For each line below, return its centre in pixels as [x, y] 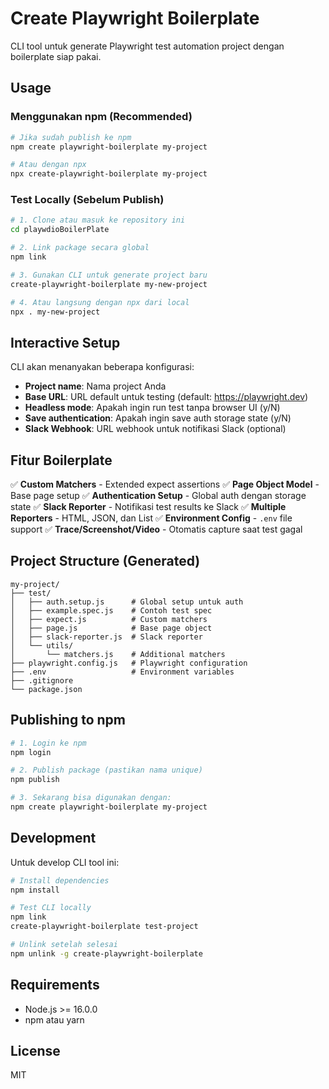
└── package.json [46, 689]
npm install [35, 890]
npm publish [35, 780]
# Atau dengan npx [48, 165]
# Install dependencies [60, 880]
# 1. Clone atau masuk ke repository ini [98, 220]
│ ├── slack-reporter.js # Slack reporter [106, 637]
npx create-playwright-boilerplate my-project [109, 174]
